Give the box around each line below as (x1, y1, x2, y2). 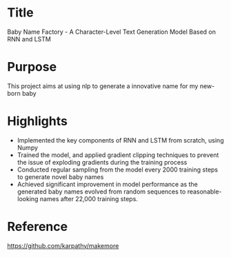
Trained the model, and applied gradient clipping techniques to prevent (17, 150, 219, 159)
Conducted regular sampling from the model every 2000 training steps (17, 165, 219, 174)
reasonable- (187, 187, 222, 196)
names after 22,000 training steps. (39, 194, 138, 203)
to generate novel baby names (17, 172, 104, 181)
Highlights (7, 114, 68, 129)
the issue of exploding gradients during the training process (17, 158, 188, 166)
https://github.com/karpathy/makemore (7, 241, 119, 249)
